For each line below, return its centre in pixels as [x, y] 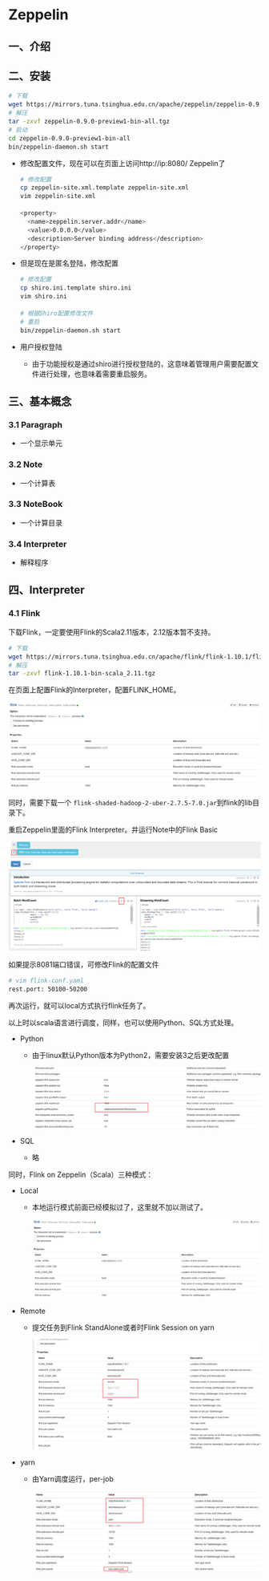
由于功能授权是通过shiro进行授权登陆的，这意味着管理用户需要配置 [142, 363]
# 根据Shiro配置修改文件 [56, 313]
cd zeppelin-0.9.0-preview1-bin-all [69, 138]
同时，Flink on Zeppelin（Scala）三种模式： [81, 1175]
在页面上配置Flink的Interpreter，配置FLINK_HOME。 [94, 690]
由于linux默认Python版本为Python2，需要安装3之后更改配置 [130, 1055]
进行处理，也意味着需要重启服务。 [95, 374]
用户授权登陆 [41, 347]
